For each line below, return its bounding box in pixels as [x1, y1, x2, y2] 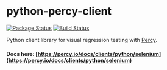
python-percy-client [6, 4, 112, 18]
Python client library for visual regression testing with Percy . [6, 36, 157, 43]
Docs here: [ [6, 50, 38, 57]
